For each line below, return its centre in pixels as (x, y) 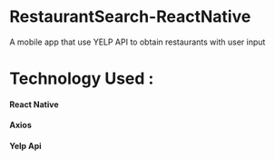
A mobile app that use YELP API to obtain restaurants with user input (137, 42)
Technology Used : (82, 79)
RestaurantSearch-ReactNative (130, 17)
